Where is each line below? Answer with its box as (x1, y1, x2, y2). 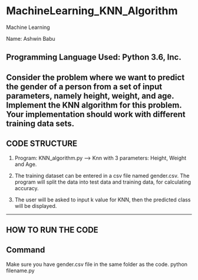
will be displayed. (14, 202, 57, 209)
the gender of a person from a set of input (6, 82, 163, 92)
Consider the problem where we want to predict (6, 72, 185, 82)
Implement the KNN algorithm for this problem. (6, 100, 182, 110)
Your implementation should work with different (6, 109, 186, 119)
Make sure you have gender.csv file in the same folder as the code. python (6, 261, 187, 268)
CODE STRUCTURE (6, 139, 78, 149)
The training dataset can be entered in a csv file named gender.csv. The (14, 172, 190, 179)
